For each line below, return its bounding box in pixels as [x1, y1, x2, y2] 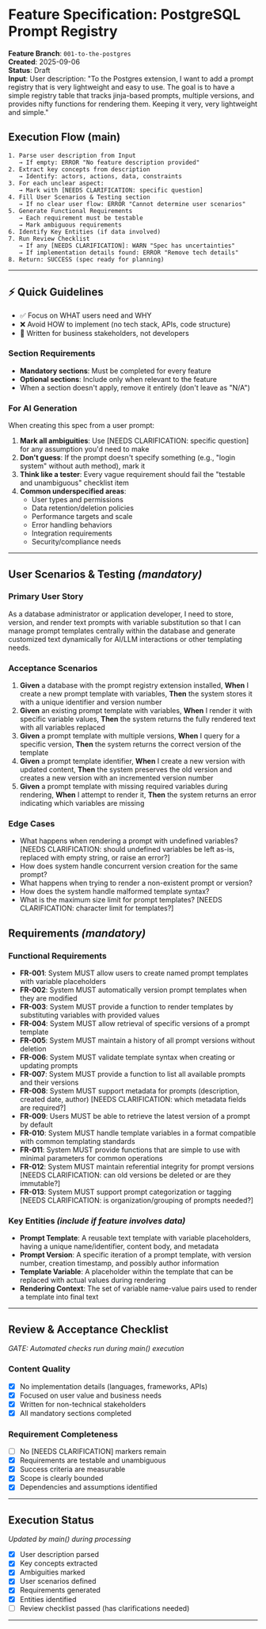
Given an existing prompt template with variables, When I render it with [19, 706, 253, 715]
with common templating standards [19, 1137, 136, 1146]
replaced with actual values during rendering [19, 1276, 166, 1285]
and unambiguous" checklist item [19, 478, 129, 488]
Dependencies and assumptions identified [19, 1482, 158, 1492]
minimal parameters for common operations [19, 1154, 164, 1163]
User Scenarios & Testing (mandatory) [8, 567, 203, 581]
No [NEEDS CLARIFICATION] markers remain [19, 1447, 167, 1456]
